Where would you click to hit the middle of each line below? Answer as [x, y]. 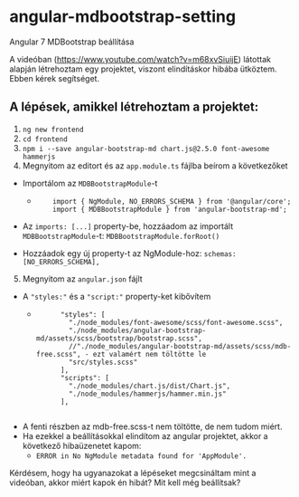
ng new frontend [53, 129]
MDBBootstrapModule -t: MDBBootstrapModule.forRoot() [121, 235]
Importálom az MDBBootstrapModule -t [90, 183]
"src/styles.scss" [103, 362]
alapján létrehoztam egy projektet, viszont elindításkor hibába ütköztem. [143, 69]
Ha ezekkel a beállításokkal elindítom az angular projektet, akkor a [145, 435]
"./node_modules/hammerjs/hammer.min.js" [148, 394]
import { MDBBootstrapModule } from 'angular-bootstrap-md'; [170, 209]
